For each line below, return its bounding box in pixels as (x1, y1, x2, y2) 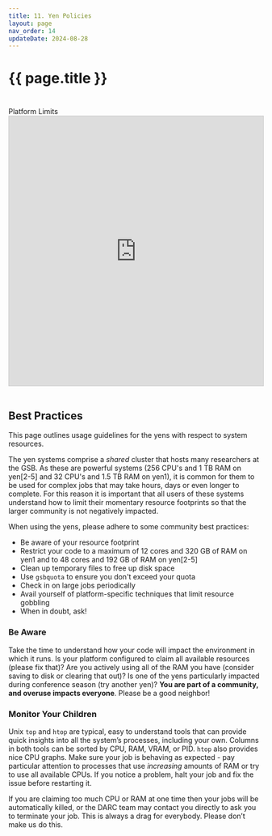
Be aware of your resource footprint (19, 537, 140, 547)
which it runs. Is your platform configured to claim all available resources (8, 653, 250, 664)
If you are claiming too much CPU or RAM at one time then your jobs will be (8, 794, 259, 804)
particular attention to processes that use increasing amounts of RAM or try (8, 762, 260, 771)
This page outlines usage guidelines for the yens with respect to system (8, 431, 248, 440)
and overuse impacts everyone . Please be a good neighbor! (8, 688, 211, 698)
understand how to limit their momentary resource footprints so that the (8, 498, 247, 507)
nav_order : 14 (8, 27, 56, 35)
